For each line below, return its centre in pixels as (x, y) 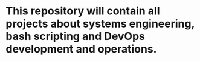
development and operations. (81, 49)
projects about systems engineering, (100, 24)
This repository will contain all (83, 11)
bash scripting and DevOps (76, 36)
